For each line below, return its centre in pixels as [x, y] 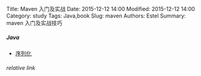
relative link [21, 67]
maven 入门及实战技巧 [34, 23]
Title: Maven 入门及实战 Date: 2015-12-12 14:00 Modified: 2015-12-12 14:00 [101, 9]
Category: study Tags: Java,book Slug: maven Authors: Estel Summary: [96, 16]
